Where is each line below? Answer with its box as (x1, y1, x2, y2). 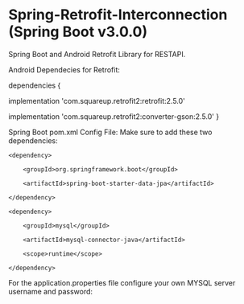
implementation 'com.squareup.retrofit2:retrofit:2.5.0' (8, 96, 185, 105)
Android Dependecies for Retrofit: (8, 64, 121, 74)
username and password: (8, 286, 93, 296)
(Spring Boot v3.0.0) (8, 23, 147, 41)
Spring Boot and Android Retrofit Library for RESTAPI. (8, 49, 186, 59)
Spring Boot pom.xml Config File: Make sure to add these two (8, 127, 213, 137)
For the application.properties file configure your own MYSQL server (8, 277, 236, 287)
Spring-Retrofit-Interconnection (8, 6, 228, 24)
